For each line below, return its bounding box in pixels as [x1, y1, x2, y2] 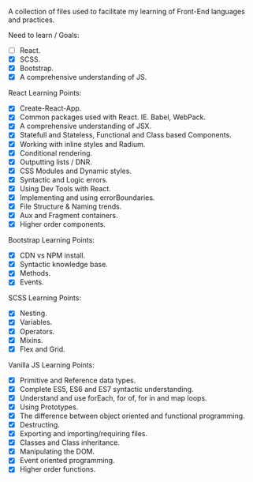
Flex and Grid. [19, 344, 65, 354]
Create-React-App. [19, 104, 82, 113]
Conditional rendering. [19, 148, 93, 157]
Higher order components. [19, 220, 106, 229]
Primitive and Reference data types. [19, 375, 136, 385]
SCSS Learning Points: [8, 293, 81, 303]
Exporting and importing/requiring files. [19, 429, 148, 439]
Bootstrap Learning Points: [8, 235, 95, 245]
